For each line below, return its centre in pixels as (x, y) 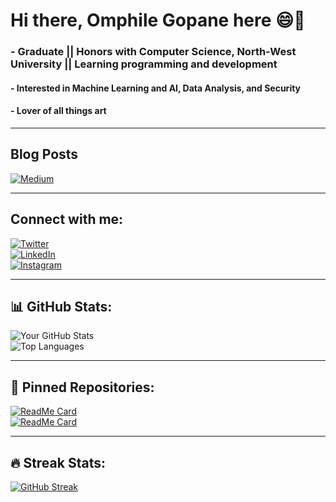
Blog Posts (44, 154)
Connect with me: (67, 219)
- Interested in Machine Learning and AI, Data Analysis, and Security (156, 88)
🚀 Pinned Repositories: (82, 387)
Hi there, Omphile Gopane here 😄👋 (158, 20)
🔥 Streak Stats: (58, 462)
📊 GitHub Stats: (61, 306)
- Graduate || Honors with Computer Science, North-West (153, 52)
